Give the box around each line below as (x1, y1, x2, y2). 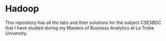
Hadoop (5, 3, 39, 14)
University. (5, 30, 28, 36)
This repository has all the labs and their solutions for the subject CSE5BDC (5, 19, 162, 25)
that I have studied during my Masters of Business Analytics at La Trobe (5, 24, 154, 30)
